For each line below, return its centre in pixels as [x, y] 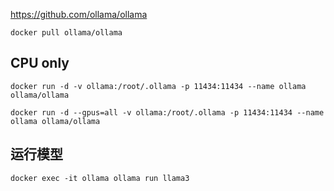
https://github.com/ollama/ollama [79, 14]
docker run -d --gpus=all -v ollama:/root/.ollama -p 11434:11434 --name [167, 112]
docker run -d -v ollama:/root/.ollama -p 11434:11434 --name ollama [158, 86]
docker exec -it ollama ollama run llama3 [100, 178]
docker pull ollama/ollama [66, 33]
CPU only [40, 63]
